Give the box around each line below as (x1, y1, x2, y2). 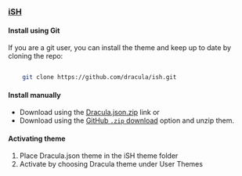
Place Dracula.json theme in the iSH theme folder (19, 151, 179, 160)
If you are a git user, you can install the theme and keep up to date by (8, 43, 232, 52)
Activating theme (8, 134, 66, 143)
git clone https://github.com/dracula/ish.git (22, 74, 177, 81)
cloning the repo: (8, 52, 63, 61)
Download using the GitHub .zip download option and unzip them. (19, 116, 235, 125)
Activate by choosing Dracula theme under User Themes (19, 160, 204, 169)
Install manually (8, 90, 61, 99)
